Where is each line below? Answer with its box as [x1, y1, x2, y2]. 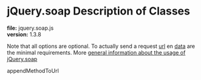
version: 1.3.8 [7, 30, 41, 38]
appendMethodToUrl [7, 67, 60, 74]
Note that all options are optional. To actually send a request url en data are [7, 42, 196, 50]
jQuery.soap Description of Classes [7, 4, 191, 18]
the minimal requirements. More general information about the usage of [7, 48, 186, 56]
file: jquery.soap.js [7, 24, 54, 32]
